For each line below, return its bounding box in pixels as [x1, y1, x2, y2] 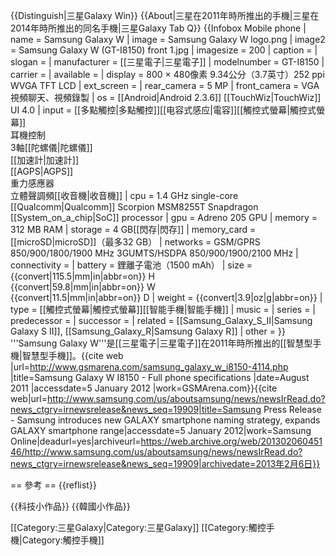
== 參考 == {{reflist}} [10, 479, 97, 491]
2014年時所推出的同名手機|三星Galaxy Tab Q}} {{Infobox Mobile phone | [10, 22, 307, 34]
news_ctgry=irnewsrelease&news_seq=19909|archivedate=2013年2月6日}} [10, 458, 321, 469]
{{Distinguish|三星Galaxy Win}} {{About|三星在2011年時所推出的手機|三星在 [10, 10, 320, 21]
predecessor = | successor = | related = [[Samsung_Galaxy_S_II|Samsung [10, 315, 313, 326]
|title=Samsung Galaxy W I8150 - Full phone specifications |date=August [10, 372, 310, 383]
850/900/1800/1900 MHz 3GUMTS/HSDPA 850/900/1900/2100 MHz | [10, 247, 299, 259]
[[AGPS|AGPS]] [10, 165, 74, 177]
